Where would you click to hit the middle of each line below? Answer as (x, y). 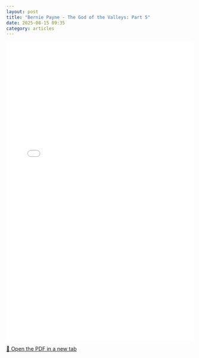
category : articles (30, 28)
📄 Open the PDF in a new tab (42, 349)
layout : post (22, 12)
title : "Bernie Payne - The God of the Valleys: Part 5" (78, 17)
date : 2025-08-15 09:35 (36, 23)
